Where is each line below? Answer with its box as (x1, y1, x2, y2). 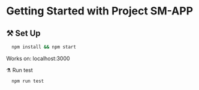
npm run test (11, 78, 44, 84)
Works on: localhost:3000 (6, 55, 70, 62)
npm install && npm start (11, 44, 77, 50)
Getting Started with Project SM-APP (6, 4, 194, 18)
